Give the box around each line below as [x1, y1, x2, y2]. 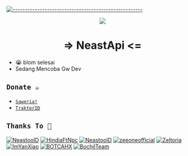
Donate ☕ [6, 83, 40, 91]
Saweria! [15, 98, 38, 105]
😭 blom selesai [15, 58, 55, 66]
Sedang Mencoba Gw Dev [15, 65, 81, 73]
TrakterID [15, 105, 41, 111]
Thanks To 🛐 [6, 122, 52, 130]
